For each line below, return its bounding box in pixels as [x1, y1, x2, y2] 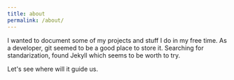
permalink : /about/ [7, 17, 64, 24]
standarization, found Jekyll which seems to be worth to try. [7, 51, 181, 60]
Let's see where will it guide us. [7, 65, 98, 73]
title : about [7, 10, 46, 18]
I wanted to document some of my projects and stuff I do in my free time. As [7, 36, 228, 44]
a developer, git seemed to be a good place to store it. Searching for [7, 44, 205, 52]
